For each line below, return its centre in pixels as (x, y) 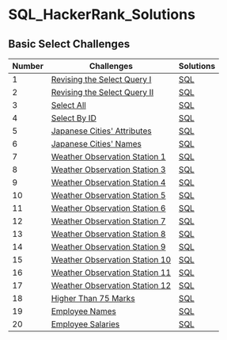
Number (28, 66)
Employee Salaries (85, 324)
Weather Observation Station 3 (108, 170)
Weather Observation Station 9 (108, 247)
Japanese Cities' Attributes (101, 131)
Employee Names (83, 311)
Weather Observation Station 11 (111, 273)
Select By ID (74, 118)
